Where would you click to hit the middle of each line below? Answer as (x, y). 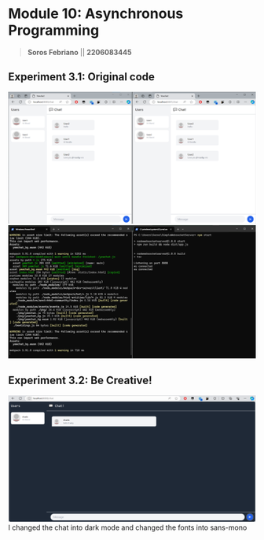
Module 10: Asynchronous (96, 14)
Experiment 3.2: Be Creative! (80, 381)
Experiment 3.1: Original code (82, 77)
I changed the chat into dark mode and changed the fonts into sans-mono (128, 527)
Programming (54, 30)
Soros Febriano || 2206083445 (79, 52)
